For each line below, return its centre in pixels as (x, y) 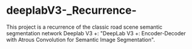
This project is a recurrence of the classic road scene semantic (84, 27)
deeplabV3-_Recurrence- (72, 10)
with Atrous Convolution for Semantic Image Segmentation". (81, 39)
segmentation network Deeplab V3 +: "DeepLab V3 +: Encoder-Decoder (96, 33)
